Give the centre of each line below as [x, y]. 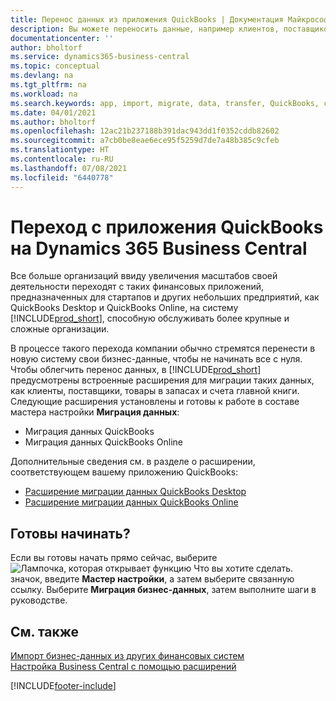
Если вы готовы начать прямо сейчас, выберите [114, 558]
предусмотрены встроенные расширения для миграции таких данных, [162, 380]
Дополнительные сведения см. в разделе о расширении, [133, 462]
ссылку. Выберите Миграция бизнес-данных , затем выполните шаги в [163, 590]
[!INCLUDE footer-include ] [63, 686]
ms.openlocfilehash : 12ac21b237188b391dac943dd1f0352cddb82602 [145, 131]
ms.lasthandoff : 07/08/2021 [69, 168]
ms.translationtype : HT [60, 150]
